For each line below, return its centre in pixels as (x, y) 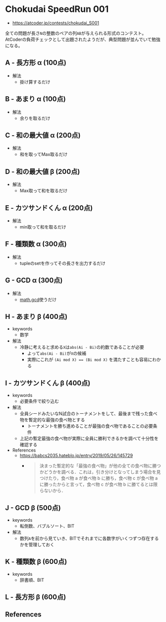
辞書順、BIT (32, 580)
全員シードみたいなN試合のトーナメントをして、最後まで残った (84, 414)
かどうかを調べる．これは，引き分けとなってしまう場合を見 (100, 472)
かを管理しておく (37, 544)
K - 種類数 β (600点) (36, 562)
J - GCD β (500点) (33, 508)
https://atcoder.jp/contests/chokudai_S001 (55, 23)
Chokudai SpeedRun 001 (57, 9)
